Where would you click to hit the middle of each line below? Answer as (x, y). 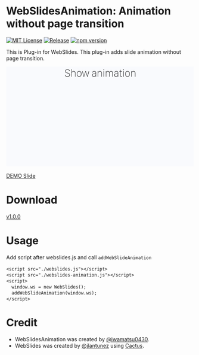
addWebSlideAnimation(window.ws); (54, 293)
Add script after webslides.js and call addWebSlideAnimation (79, 257)
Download (32, 200)
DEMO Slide (21, 176)
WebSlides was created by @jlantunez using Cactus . (79, 345)
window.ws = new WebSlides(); (49, 287)
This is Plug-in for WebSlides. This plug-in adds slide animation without (94, 51)
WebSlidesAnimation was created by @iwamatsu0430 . (82, 339)
